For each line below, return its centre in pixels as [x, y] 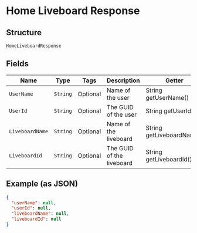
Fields [18, 64]
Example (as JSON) [42, 184]
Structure [24, 33]
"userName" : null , [34, 203]
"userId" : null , [31, 208]
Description [123, 80]
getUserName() [167, 97]
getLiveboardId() [169, 159]
